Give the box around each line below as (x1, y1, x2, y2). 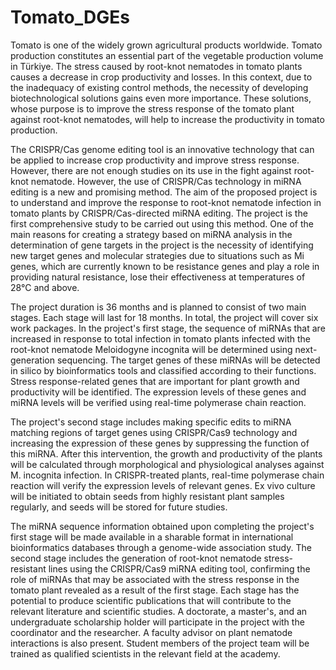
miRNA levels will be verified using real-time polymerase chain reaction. (10, 396, 307, 408)
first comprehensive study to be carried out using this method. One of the (10, 217, 314, 230)
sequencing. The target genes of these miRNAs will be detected (56, 354, 321, 366)
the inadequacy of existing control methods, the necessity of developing (10, 81, 309, 93)
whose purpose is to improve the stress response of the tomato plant (10, 102, 295, 115)
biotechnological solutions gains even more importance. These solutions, (10, 92, 312, 104)
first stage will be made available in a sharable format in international (10, 531, 294, 543)
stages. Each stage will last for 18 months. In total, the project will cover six (10, 311, 319, 323)
